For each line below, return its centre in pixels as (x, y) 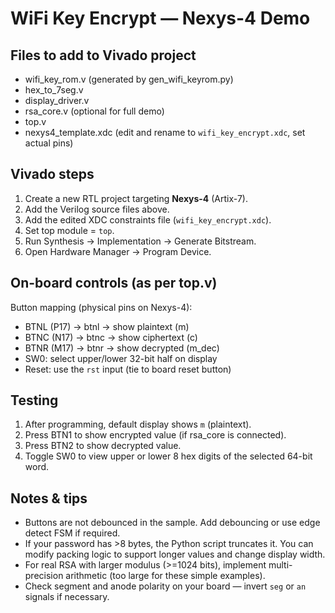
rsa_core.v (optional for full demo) (94, 111)
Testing (34, 400)
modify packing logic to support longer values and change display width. (175, 554)
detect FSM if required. (72, 533)
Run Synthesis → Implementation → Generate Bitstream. (140, 241)
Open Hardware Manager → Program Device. (118, 251)
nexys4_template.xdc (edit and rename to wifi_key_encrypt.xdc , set (165, 132)
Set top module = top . (69, 230)
